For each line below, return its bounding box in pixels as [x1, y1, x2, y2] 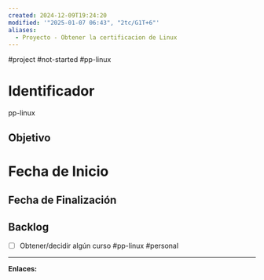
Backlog [8, 220, 49, 234]
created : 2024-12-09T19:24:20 [8, 11, 108, 20]
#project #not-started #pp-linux [8, 55, 112, 64]
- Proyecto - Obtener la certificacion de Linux [15, 33, 178, 42]
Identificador [8, 82, 95, 100]
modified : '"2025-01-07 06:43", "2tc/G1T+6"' [8, 19, 159, 27]
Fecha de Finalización [8, 194, 117, 207]
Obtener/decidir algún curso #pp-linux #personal [19, 241, 179, 250]
